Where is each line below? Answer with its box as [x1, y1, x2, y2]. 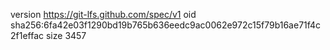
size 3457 [45, 30, 87, 41]
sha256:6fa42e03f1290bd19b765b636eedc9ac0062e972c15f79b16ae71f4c [10, 19, 322, 31]
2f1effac [10, 30, 45, 41]
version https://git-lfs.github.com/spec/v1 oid [10, 9, 197, 20]
